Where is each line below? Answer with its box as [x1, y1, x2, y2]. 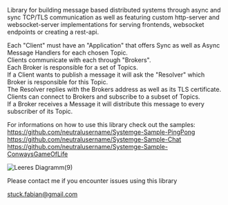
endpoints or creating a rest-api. [7, 28, 99, 36]
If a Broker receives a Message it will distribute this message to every [7, 100, 205, 108]
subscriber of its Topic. [7, 107, 73, 115]
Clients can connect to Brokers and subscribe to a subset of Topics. [7, 92, 200, 101]
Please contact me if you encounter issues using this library [7, 177, 178, 185]
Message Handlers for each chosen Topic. [7, 48, 128, 57]
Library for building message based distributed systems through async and [7, 6, 221, 14]
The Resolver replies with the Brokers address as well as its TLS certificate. [7, 86, 222, 93]
